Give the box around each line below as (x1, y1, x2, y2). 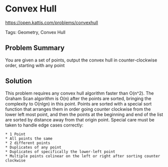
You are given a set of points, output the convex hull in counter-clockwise (5, 57, 157, 63)
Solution (5, 77, 32, 85)
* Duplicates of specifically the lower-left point (5, 149, 115, 154)
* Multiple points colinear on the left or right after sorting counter (5, 153, 160, 158)
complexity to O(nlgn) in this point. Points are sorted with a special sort (5, 100, 152, 106)
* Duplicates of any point (5, 144, 62, 150)
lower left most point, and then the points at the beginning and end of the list (5, 111, 163, 117)
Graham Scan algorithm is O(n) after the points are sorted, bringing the (5, 95, 151, 101)
